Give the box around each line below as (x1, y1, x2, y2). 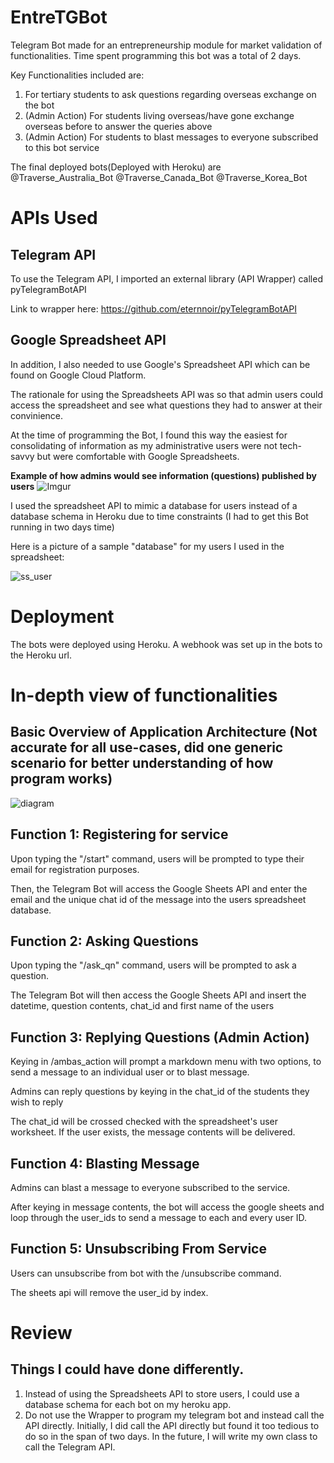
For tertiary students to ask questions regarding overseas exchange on (24, 88, 317, 100)
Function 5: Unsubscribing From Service (10, 1241, 267, 1258)
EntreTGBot (10, 6, 108, 29)
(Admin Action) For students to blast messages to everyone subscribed (24, 131, 319, 143)
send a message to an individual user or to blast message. (10, 1066, 250, 1078)
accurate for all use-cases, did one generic (10, 739, 284, 756)
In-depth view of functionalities (10, 684, 278, 706)
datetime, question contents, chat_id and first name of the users (10, 1000, 275, 1012)
